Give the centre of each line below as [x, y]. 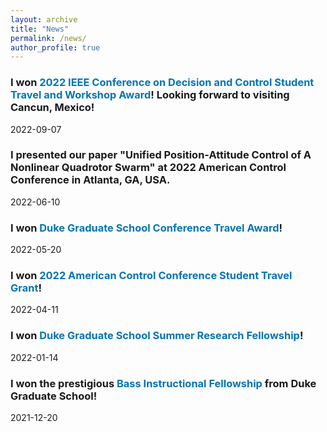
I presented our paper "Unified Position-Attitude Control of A [161, 155]
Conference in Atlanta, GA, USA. [90, 180]
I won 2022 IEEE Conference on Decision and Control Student [162, 83]
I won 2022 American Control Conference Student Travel [151, 276]
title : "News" [40, 29]
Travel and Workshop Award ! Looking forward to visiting [150, 95]
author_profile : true [55, 47]
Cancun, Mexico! [52, 108]
